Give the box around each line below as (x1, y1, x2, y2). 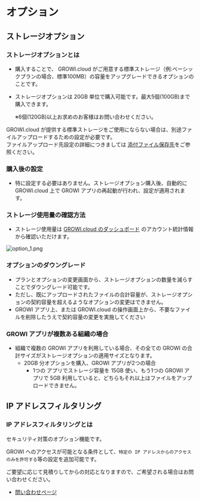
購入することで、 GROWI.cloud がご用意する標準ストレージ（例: (14, 65, 173, 72)
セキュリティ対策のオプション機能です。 (6, 435, 105, 442)
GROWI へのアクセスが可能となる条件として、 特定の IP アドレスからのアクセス (6, 448, 192, 455)
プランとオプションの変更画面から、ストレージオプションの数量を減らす (14, 276, 193, 283)
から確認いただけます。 (14, 233, 73, 240)
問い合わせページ (14, 488, 57, 496)
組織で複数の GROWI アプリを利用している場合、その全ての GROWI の (14, 345, 187, 352)
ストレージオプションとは (6, 50, 79, 59)
